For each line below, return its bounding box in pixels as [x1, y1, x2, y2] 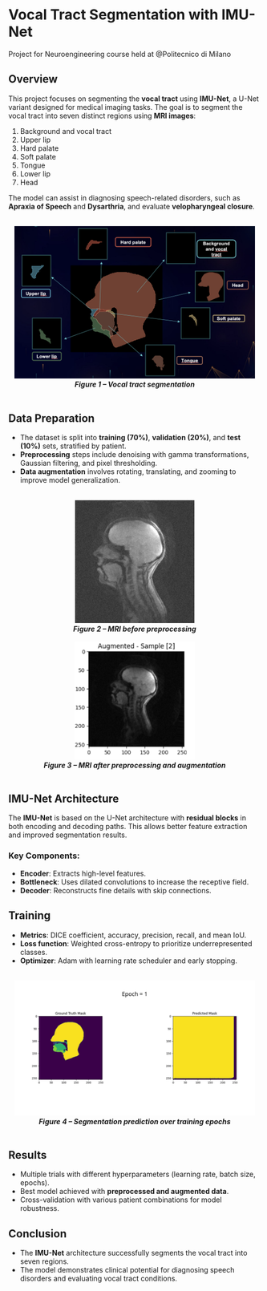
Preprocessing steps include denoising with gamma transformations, [19, 450, 249, 459]
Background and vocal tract [19, 126, 112, 136]
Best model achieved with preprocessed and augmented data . [19, 1187, 229, 1196]
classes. [19, 947, 48, 957]
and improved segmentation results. [8, 830, 127, 840]
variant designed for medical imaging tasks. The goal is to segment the [8, 102, 243, 111]
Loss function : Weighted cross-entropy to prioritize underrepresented [19, 938, 253, 948]
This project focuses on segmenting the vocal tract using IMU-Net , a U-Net [8, 94, 259, 103]
